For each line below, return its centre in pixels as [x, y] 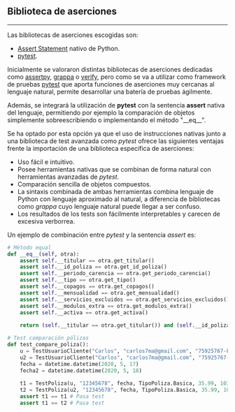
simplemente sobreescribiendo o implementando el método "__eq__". [107, 120]
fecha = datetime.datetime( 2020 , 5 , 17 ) [79, 364]
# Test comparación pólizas [48, 338]
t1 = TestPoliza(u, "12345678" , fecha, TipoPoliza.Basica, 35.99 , [119, 383]
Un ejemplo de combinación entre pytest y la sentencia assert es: [102, 235]
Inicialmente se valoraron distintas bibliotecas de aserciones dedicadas [110, 69]
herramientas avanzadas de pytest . [68, 177]
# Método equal [29, 247]
